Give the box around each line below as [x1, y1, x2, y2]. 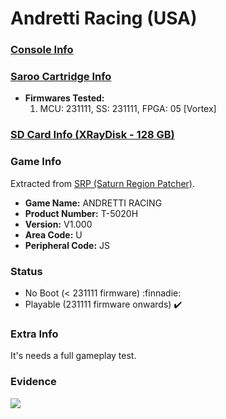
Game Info [10, 155, 62, 169]
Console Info [10, 43, 74, 57]
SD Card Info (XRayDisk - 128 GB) [10, 128, 175, 142]
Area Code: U [24, 228, 83, 241]
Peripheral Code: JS [24, 239, 110, 251]
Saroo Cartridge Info [10, 70, 112, 84]
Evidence [10, 375, 57, 389]
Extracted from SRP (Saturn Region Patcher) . [10, 177, 196, 189]
